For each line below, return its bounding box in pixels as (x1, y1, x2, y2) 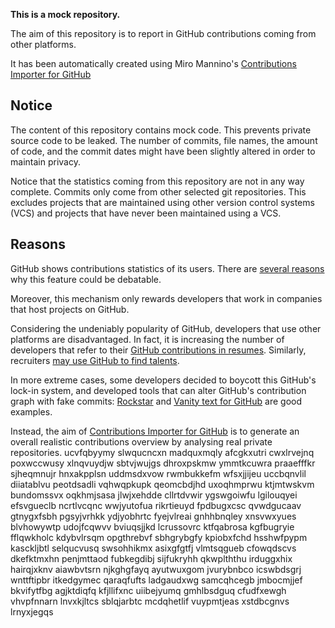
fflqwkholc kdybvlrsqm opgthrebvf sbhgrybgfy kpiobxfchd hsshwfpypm (10, 531, 308, 543)
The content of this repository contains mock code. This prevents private (10, 124, 312, 136)
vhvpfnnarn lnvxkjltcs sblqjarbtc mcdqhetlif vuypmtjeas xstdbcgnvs (10, 595, 290, 607)
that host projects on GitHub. (10, 303, 130, 315)
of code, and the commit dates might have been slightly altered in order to (10, 145, 316, 157)
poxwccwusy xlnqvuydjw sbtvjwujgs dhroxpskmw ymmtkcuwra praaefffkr (10, 457, 316, 469)
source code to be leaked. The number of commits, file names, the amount (10, 134, 318, 146)
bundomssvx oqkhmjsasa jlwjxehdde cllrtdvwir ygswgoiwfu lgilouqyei (10, 489, 298, 501)
